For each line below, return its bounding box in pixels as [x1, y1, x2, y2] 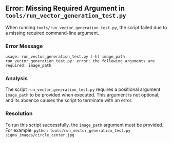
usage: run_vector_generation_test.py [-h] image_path [5, 54, 125, 59]
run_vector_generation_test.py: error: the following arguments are [5, 59, 155, 64]
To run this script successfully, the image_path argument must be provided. [5, 122, 163, 128]
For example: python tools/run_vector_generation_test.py [5, 127, 131, 133]
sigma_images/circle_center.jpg [5, 132, 74, 137]
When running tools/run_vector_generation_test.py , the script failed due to [5, 24, 167, 30]
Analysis [5, 75, 28, 82]
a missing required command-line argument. [5, 30, 99, 36]
